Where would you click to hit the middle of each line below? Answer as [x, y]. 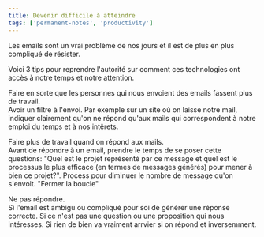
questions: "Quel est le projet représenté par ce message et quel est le [123, 158]
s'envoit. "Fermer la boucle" [54, 183]
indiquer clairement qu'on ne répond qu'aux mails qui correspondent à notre [132, 118]
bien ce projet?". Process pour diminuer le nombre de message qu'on [121, 175]
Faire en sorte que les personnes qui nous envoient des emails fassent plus [130, 92]
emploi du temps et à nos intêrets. [63, 126]
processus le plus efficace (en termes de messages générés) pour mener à [130, 167]
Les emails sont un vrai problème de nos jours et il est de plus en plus [121, 45]
